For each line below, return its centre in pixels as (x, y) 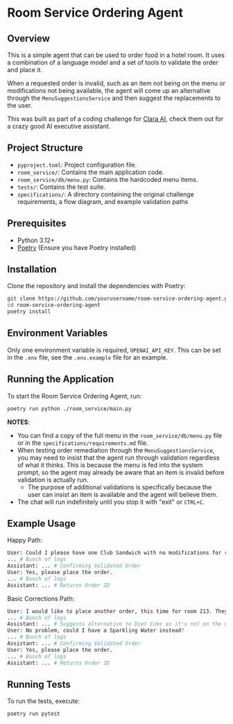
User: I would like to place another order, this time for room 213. (110, 611)
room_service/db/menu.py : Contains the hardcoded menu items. (107, 179)
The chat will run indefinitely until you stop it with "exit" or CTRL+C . (111, 502)
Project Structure (45, 148)
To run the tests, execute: (44, 701)
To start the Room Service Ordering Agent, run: (75, 396)
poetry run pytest (34, 714)
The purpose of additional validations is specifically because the (120, 487)
